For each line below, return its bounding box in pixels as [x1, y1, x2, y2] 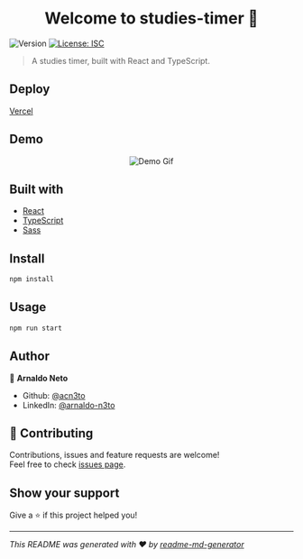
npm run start [9, 324, 63, 333]
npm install [9, 275, 54, 284]
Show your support [9, 485, 120, 500]
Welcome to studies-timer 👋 [44, 8, 259, 29]
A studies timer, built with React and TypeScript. [31, 55, 210, 66]
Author [9, 349, 50, 364]
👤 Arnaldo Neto [9, 372, 69, 383]
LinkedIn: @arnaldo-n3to [22, 399, 115, 410]
